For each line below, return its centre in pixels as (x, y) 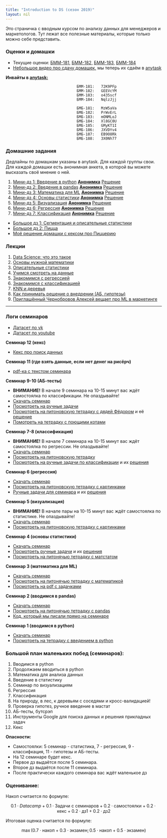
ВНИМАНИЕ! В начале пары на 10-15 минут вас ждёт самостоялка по (87, 511)
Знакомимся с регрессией (41, 278)
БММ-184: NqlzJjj (97, 100)
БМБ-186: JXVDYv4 (97, 130)
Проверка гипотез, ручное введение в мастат (61, 706)
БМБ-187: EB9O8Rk (97, 134)
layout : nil (18, 14)
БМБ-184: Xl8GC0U (97, 121)
